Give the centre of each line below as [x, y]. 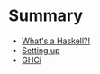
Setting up [41, 50]
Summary [45, 16]
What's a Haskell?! [56, 41]
